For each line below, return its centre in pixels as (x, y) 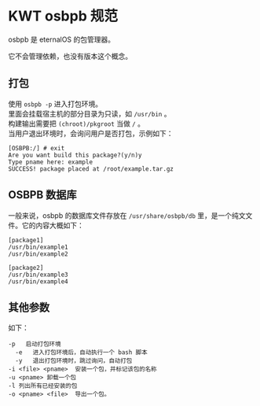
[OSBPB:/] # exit (37, 148)
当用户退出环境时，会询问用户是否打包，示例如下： (91, 133)
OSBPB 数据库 (42, 195)
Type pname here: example (50, 162)
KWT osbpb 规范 (63, 16)
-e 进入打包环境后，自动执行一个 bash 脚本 (81, 352)
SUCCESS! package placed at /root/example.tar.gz (91, 169)
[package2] (26, 268)
